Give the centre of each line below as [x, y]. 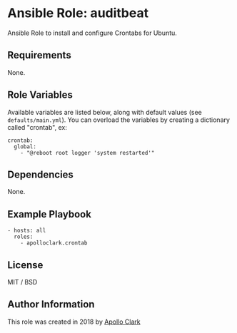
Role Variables [40, 95]
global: [25, 147]
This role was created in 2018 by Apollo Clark [74, 322]
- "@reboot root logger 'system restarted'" [87, 153]
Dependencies [40, 174]
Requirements [39, 55]
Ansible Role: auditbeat [78, 13]
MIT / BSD [22, 282]
